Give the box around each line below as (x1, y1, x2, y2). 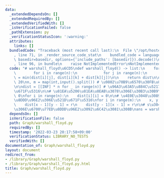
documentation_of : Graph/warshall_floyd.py (5, 143, 95, 148)
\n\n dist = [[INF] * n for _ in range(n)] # (14, 84, 106, 89)
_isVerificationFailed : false (9, 25, 71, 30)
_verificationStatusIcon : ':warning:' (9, 35, 89, 40)
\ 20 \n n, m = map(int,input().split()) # (14, 79, 99, 84)
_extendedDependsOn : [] (9, 12, 58, 17)
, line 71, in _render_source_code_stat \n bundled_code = (14, 52, 141, 58)
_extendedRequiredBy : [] (9, 16, 60, 21)
